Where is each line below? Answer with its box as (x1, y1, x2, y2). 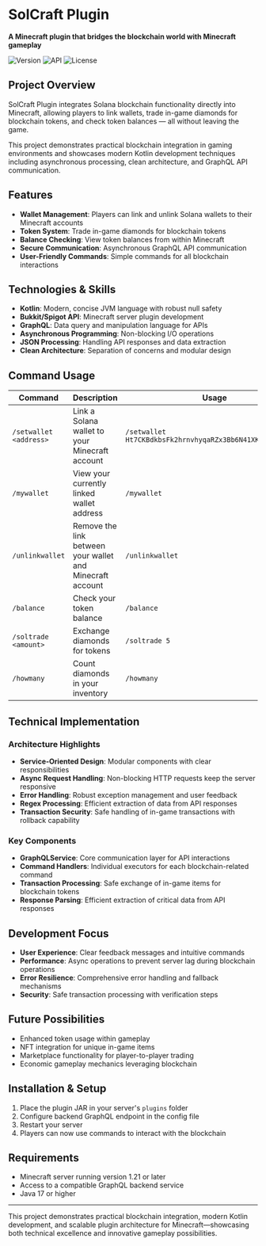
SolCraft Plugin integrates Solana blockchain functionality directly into (8, 99, 236, 109)
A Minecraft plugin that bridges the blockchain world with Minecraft (8, 32, 236, 41)
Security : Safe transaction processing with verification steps (19, 989, 218, 999)
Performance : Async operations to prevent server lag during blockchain (19, 956, 256, 966)
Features (8, 189, 53, 202)
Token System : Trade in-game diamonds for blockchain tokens (19, 226, 226, 235)
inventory (72, 688, 108, 699)
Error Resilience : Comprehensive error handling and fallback (19, 973, 219, 982)
